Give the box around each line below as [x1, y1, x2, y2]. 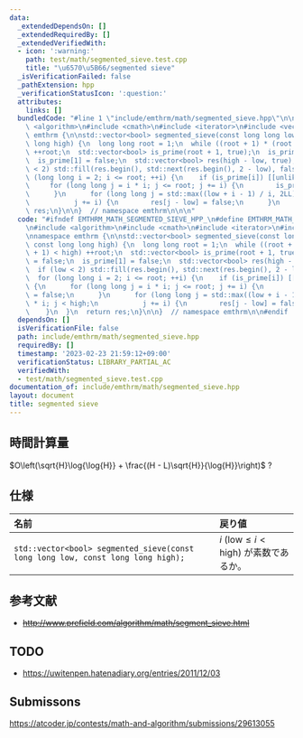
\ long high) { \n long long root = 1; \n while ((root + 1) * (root [25, 139, 293, 148]
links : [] [25, 106, 63, 115]
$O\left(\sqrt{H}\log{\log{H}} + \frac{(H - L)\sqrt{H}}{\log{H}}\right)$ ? [9, 460, 272, 471]
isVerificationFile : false [17, 324, 119, 333]
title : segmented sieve [9, 399, 99, 409]
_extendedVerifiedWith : [17, 38, 106, 48]
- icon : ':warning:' [17, 47, 95, 56]
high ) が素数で [219, 546, 280, 558]
